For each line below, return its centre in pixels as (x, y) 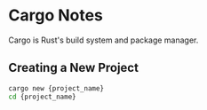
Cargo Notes (56, 16)
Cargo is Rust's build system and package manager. (103, 40)
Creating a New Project (74, 68)
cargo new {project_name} (56, 88)
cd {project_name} (42, 97)
